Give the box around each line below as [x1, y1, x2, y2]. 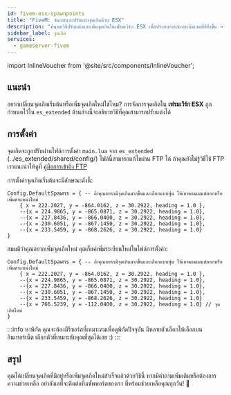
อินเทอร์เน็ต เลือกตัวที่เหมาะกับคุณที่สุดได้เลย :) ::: [7, 333, 120, 341]
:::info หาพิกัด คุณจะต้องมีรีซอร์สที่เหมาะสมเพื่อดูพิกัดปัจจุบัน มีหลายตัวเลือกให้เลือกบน [7, 325, 203, 333]
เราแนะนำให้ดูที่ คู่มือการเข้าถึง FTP [7, 162, 88, 170]
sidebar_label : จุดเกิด [7, 29, 66, 37]
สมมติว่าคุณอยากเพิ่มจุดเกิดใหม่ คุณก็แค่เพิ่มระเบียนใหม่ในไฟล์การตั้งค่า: [7, 244, 168, 253]
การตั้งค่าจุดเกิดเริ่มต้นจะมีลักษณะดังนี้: [7, 176, 93, 184]
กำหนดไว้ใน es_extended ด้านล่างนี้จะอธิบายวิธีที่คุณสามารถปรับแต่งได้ [7, 107, 172, 116]
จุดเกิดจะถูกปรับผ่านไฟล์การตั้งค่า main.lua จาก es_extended [7, 146, 154, 155]
